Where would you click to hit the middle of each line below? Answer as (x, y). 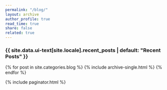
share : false (19, 28)
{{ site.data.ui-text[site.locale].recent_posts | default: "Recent (83, 50)
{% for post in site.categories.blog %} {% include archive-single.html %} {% (84, 67)
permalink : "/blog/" (27, 10)
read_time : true (22, 24)
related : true (20, 33)
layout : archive (22, 14)
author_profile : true (28, 19)
